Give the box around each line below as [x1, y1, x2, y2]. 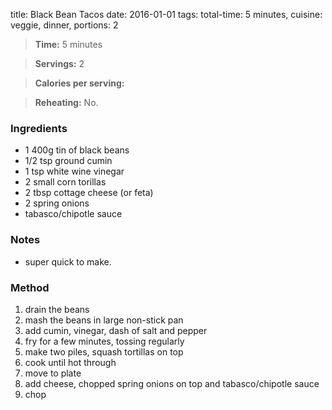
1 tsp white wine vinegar [24, 165, 125, 178]
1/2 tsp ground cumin [24, 155, 113, 167]
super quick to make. [24, 255, 112, 268]
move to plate [24, 367, 82, 379]
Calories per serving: [34, 77, 125, 89]
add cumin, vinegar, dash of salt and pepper [24, 324, 208, 336]
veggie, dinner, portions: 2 [10, 19, 119, 31]
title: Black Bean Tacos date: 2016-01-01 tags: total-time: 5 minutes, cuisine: [10, 9, 323, 20]
